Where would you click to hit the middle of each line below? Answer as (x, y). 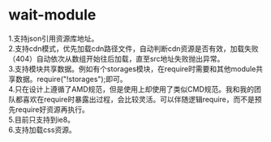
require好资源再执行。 (52, 109)
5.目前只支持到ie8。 (42, 119)
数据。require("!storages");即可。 (71, 79)
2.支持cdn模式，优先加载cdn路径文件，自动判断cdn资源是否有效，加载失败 (134, 48)
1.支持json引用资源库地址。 (54, 38)
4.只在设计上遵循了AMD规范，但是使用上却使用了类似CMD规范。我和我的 (131, 89)
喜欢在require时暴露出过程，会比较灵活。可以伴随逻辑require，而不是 (139, 99)
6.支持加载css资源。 (43, 129)
